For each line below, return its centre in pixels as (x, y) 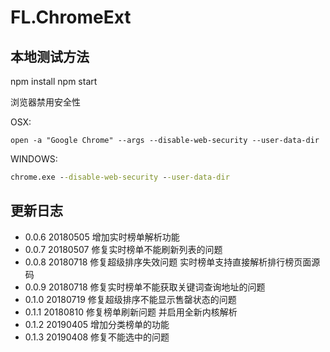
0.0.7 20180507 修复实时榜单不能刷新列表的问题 (123, 249)
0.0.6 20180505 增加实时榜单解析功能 (102, 237)
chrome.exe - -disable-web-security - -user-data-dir (120, 177)
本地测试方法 (50, 56)
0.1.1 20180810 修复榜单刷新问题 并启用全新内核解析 (131, 312)
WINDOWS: (34, 159)
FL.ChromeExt (71, 17)
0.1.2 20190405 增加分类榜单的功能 (97, 324)
